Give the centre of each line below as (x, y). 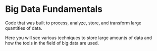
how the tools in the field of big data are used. (52, 43)
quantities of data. (24, 28)
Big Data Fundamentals (54, 9)
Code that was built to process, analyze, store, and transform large (73, 23)
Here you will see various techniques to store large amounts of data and (78, 38)
